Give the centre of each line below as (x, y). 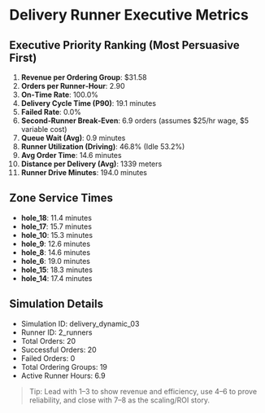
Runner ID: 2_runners (56, 332)
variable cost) (44, 129)
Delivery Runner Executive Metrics (129, 15)
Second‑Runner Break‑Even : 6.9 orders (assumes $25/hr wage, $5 (135, 121)
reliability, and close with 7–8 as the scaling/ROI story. (119, 400)
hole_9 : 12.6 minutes (56, 244)
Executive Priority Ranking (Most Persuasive (125, 45)
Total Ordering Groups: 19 (64, 367)
